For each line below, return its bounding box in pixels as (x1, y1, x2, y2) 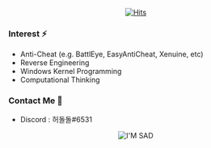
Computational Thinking (19, 75, 100, 84)
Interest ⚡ (8, 28, 48, 39)
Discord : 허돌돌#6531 (19, 114, 93, 124)
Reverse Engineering (19, 58, 90, 68)
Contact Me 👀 (8, 95, 63, 106)
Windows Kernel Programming (19, 67, 122, 76)
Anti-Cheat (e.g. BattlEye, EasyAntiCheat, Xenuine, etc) (19, 49, 204, 60)
